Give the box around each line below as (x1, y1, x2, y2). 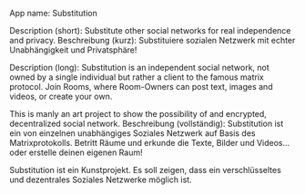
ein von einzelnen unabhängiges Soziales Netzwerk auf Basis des (9, 128, 256, 139)
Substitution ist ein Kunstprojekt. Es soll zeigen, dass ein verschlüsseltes (9, 165, 282, 175)
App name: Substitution (9, 8, 97, 18)
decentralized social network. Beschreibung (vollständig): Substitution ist (9, 118, 284, 129)
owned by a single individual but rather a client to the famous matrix (9, 72, 264, 82)
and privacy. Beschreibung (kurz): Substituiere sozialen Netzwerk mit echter (9, 35, 296, 45)
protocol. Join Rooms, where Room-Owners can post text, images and (9, 82, 273, 92)
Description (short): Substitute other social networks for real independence (9, 25, 291, 35)
